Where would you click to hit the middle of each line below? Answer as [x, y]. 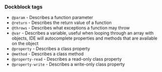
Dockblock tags [23, 7]
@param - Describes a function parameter [52, 18]
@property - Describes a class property [51, 49]
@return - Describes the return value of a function [61, 23]
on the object [25, 44]
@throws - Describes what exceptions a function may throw [71, 28]
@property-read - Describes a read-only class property [67, 59]
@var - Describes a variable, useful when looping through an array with [83, 33]
